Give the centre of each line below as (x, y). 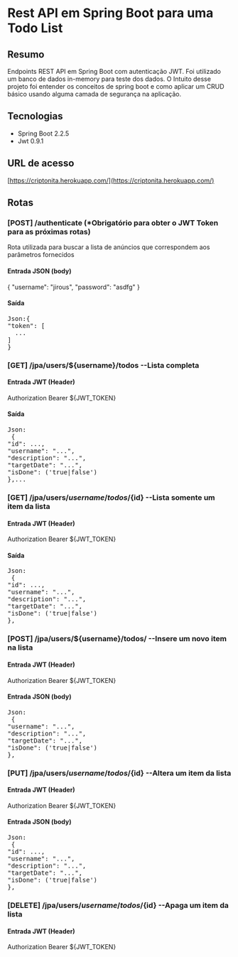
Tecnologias (35, 116)
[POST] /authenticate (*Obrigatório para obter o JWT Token (113, 223)
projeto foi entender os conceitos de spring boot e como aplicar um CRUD (116, 86)
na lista (20, 647)
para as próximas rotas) (49, 231)
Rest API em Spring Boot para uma (110, 13)
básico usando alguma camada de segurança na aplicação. (94, 94)
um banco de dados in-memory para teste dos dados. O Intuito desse (109, 79)
